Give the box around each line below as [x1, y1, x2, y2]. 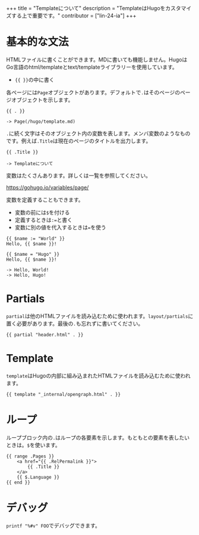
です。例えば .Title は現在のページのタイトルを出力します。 [6, 137, 151, 144]
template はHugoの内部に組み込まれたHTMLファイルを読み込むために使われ [6, 372, 191, 379]
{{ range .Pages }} [6, 453, 55, 459]
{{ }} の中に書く [14, 76, 55, 83]
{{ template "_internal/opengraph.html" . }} [6, 391, 121, 397]
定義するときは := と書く [14, 216, 73, 223]
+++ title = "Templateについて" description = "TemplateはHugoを [6, 5, 166, 11]
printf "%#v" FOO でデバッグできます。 [6, 522, 101, 529]
